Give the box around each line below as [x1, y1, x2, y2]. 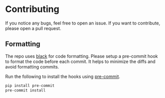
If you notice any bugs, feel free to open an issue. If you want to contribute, [5, 20, 160, 26]
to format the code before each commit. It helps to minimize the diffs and [5, 58, 156, 64]
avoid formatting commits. [5, 63, 59, 69]
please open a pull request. [5, 25, 61, 31]
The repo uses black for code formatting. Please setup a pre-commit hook [5, 53, 158, 59]
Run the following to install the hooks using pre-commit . [5, 73, 120, 79]
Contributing [5, 3, 59, 15]
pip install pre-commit [5, 83, 55, 88]
